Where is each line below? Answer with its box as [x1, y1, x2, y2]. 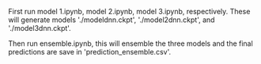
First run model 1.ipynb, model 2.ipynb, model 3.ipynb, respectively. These [8, 7, 251, 16]
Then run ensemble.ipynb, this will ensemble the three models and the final [8, 39, 253, 48]
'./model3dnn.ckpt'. [8, 24, 71, 32]
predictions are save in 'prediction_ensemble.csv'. [8, 47, 172, 56]
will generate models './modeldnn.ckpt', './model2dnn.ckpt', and [8, 15, 215, 24]
